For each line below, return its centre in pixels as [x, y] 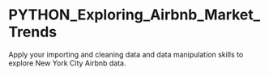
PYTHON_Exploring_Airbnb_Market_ [134, 15]
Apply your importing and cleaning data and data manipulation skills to [126, 54]
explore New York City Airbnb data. [67, 63]
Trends [33, 32]
